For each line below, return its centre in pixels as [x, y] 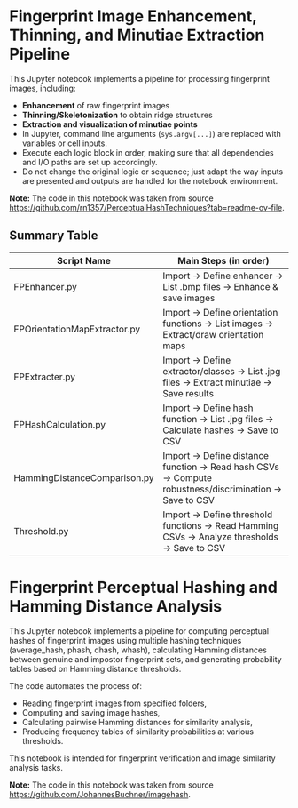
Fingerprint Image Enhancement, [133, 16]
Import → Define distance [216, 455]
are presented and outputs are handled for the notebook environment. [150, 180]
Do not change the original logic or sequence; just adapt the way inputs [153, 172]
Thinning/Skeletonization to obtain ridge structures [117, 115]
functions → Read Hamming [221, 525]
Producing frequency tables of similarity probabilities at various [138, 732]
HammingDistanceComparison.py [84, 477]
